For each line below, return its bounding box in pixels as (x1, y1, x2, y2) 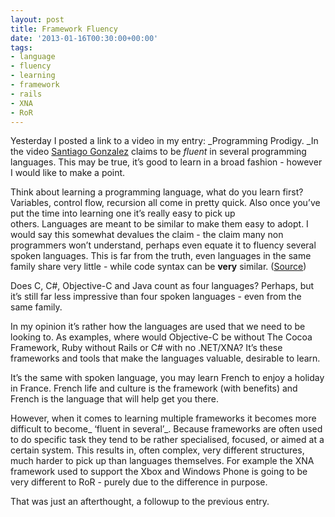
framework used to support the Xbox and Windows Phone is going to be (10, 466, 308, 478)
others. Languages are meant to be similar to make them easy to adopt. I (10, 218, 309, 230)
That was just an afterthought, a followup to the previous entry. (10, 496, 270, 508)
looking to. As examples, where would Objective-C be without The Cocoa (10, 331, 313, 343)
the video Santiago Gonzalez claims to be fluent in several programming (10, 146, 307, 158)
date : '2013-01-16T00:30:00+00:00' (10, 33, 159, 43)
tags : (10, 42, 33, 53)
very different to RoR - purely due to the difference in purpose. (10, 476, 268, 488)
